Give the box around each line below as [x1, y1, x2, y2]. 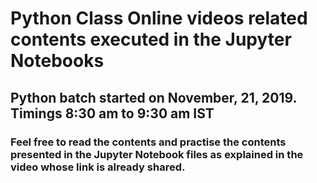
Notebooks [10, 50, 105, 72]
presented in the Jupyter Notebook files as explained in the [10, 147, 304, 161]
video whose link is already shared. [10, 160, 186, 174]
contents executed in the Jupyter [10, 28, 292, 51]
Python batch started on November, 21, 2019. [10, 89, 297, 106]
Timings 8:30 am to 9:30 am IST [10, 105, 215, 122]
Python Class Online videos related [10, 7, 308, 30]
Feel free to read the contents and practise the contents [10, 135, 287, 149]
